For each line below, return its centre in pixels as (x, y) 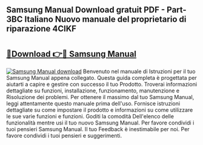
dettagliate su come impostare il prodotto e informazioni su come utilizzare (100, 110)
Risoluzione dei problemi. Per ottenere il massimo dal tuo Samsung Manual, (100, 97)
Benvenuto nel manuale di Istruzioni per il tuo (139, 71)
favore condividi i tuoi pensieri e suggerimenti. (64, 136)
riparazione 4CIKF (42, 29)
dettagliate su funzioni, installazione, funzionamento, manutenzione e (93, 91)
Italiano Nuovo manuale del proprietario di (105, 20)
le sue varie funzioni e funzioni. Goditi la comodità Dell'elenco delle (90, 116)
